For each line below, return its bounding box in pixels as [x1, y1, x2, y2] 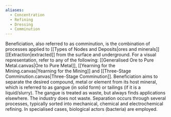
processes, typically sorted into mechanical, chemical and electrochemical [5, 101, 163, 107]
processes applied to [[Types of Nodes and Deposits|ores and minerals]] [5, 46, 160, 52]
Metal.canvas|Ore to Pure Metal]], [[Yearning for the [5, 63, 116, 69]
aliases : [5, 7, 24, 13]
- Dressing [10, 22, 33, 27]
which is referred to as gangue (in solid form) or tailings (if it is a [5, 84, 141, 90]
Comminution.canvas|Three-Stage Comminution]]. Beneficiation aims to [5, 73, 158, 80]
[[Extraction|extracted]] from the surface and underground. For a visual [5, 52, 157, 58]
